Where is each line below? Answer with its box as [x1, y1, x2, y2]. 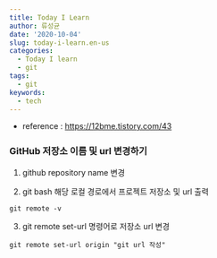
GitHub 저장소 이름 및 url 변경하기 [9, 145, 147, 158]
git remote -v [9, 203, 63, 213]
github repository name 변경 [21, 167, 125, 177]
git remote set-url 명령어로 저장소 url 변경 [21, 220, 170, 231]
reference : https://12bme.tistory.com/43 [21, 121, 172, 132]
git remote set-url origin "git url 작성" [9, 240, 166, 249]
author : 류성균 [9, 21, 61, 30]
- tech [17, 96, 42, 106]
